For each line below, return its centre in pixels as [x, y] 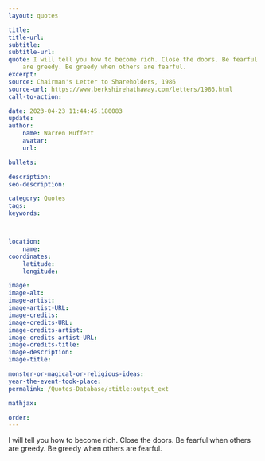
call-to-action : [35, 96]
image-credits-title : [44, 345]
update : [21, 119]
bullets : [23, 162]
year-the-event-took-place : [55, 381]
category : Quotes [37, 199]
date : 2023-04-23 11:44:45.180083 [66, 111]
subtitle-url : [32, 53]
